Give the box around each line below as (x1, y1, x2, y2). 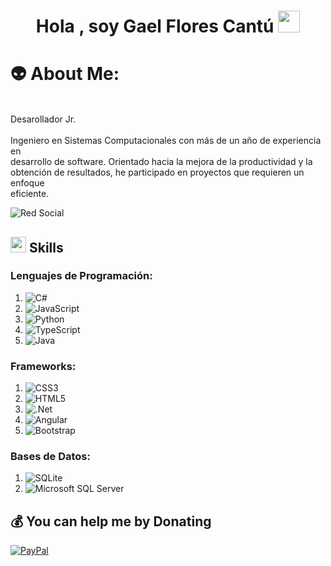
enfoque (10, 177, 45, 189)
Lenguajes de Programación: (10, 269, 153, 283)
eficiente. (10, 188, 50, 200)
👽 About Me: (10, 63, 120, 85)
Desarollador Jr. (10, 113, 77, 125)
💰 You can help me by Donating (10, 513, 212, 530)
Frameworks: (10, 359, 77, 373)
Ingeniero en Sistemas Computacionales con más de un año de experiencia (10, 135, 322, 147)
